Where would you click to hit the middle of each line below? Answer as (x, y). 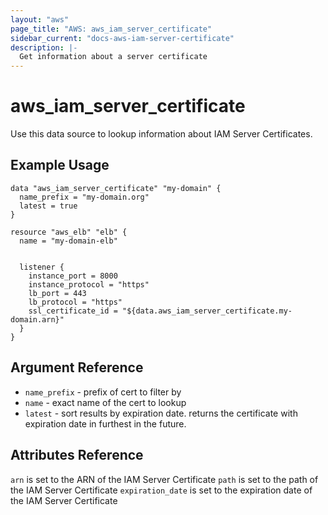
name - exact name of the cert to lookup (105, 402)
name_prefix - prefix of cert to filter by (103, 392)
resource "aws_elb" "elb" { (69, 232)
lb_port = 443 (57, 293)
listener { (42, 267)
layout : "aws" (40, 19)
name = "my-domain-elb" (68, 241)
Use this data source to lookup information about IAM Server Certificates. (161, 134)
